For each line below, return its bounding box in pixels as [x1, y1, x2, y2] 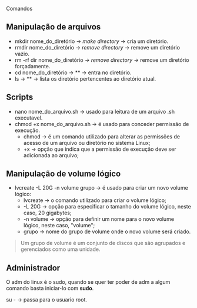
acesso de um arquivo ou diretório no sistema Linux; [23, 139, 151, 146]
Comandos [6, 5, 33, 12]
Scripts [6, 92, 34, 102]
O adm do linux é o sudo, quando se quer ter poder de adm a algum [6, 279, 171, 286]
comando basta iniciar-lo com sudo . [6, 285, 94, 292]
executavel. [14, 114, 43, 121]
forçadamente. [14, 62, 51, 69]
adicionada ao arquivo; [23, 151, 79, 158]
